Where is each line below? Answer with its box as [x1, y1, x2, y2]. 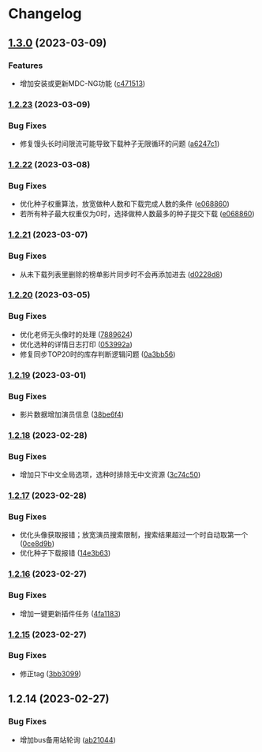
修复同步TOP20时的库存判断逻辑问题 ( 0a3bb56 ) [19, 349, 176, 359]
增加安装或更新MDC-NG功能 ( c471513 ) [19, 78, 146, 88]
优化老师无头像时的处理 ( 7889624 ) [19, 329, 133, 339]
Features [8, 60, 43, 71]
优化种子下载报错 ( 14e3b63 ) [19, 548, 111, 558]
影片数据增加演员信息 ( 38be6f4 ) [19, 410, 125, 419]
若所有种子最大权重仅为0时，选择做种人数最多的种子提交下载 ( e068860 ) [19, 209, 255, 219]
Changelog [8, 5, 82, 23]
